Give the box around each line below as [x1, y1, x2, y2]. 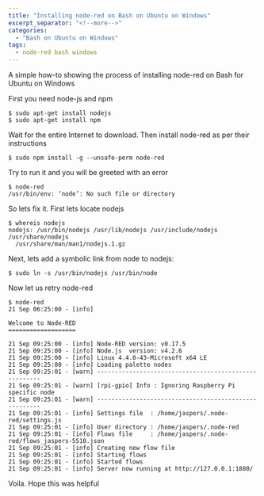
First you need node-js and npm [8, 94, 113, 103]
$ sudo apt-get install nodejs [8, 109, 112, 117]
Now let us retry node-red [8, 283, 94, 292]
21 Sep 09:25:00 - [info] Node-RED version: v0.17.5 [8, 340, 186, 348]
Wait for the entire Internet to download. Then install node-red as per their [8, 130, 250, 139]
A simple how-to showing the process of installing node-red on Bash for [8, 71, 244, 79]
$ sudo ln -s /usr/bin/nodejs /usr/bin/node [8, 269, 158, 277]
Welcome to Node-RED [8, 319, 77, 327]
